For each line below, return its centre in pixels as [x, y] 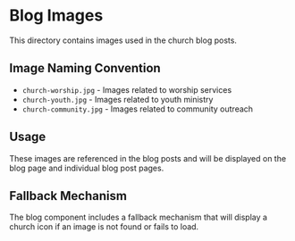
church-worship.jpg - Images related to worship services [127, 89]
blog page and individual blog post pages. [87, 168]
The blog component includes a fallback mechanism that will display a [139, 217]
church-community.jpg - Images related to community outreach [137, 109]
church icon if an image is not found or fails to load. [104, 227]
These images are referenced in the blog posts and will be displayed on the [148, 158]
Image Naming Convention [85, 68]
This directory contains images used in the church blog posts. [123, 40]
